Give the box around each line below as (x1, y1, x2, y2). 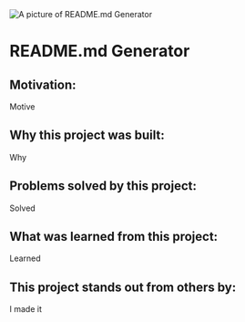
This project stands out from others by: (9, 279, 237, 295)
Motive (9, 101, 36, 112)
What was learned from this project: (9, 229, 219, 244)
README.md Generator (9, 41, 190, 62)
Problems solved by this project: (9, 178, 198, 194)
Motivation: (9, 77, 77, 92)
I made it (9, 304, 43, 315)
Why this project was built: (9, 128, 166, 143)
